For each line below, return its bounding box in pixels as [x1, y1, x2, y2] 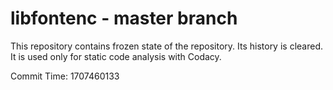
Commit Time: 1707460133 [10, 70, 120, 82]
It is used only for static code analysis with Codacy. [10, 50, 222, 62]
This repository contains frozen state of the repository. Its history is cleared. [10, 40, 323, 52]
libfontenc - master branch [10, 7, 238, 30]
